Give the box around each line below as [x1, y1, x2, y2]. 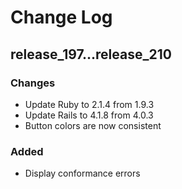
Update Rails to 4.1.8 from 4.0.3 [24, 109, 154, 121]
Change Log [10, 6, 113, 29]
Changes [10, 76, 56, 90]
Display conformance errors [24, 167, 141, 180]
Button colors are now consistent [24, 119, 162, 131]
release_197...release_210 [10, 46, 172, 63]
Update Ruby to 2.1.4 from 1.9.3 [24, 98, 155, 110]
